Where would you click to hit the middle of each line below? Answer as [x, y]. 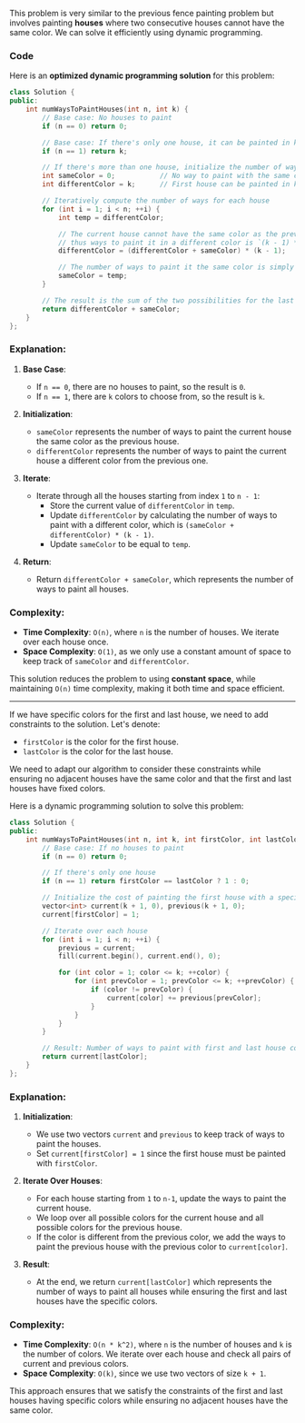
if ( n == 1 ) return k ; [85, 151]
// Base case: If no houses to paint [113, 848]
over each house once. [65, 642]
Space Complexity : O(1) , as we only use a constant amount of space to [157, 652]
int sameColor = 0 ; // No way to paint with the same [166, 176]
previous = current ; [97, 948]
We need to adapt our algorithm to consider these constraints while [135, 769]
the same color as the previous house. [108, 441]
